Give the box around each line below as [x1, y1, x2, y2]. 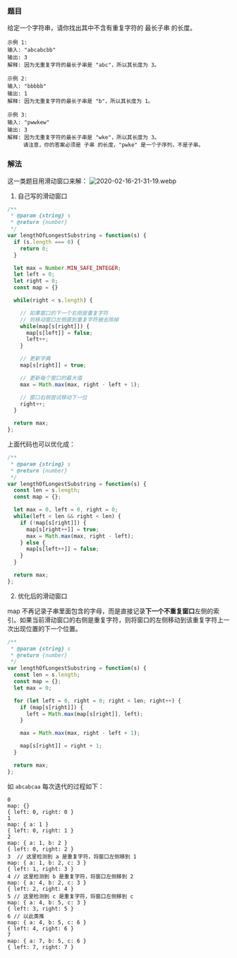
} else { [20, 539, 46, 546]
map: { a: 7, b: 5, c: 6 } [7, 938, 87, 945]
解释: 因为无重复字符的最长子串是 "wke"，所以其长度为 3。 [7, 134, 160, 141]
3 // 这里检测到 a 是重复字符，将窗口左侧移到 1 [7, 853, 137, 860]
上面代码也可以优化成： [7, 440, 75, 449]
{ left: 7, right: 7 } [7, 943, 74, 951]
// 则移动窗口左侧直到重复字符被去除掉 [20, 316, 119, 323]
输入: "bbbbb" [7, 83, 47, 90]
